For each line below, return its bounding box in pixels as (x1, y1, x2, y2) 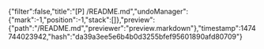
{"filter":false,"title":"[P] (8, 7, 85, 16)
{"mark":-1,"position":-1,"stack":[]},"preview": (8, 15, 156, 24)
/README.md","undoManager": (86, 7, 188, 16)
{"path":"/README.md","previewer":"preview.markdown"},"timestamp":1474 (8, 24, 257, 32)
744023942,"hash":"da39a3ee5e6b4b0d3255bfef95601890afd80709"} (8, 32, 243, 41)
